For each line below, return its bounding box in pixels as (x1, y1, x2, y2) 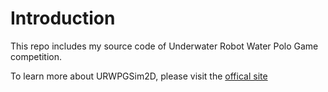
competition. (10, 50, 63, 62)
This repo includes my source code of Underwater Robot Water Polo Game (10, 40, 319, 52)
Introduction (10, 7, 116, 30)
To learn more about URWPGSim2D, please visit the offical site (10, 70, 268, 82)
